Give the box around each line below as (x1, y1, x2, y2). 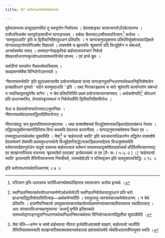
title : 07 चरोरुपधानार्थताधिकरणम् (5, 7, 59, 12)
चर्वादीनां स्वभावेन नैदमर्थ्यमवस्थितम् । (5, 63, 62, 69)
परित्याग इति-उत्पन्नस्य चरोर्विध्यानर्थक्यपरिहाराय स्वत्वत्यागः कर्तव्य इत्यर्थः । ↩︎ (12, 179, 130, 185)
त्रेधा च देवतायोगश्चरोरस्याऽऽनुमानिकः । (5, 106, 65, 112)
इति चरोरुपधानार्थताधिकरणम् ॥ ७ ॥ (5, 165, 60, 171)
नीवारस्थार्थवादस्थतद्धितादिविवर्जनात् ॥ (5, 111, 63, 117)
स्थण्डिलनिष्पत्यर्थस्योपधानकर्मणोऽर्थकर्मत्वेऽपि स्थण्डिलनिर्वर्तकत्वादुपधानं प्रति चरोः (12, 189, 134, 195)
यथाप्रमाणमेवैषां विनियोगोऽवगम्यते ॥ (5, 69, 57, 75)
